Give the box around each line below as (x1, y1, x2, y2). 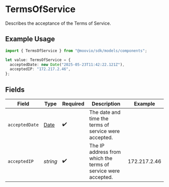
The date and (89, 108, 121, 115)
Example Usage (5, 35, 55, 43)
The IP (89, 142, 105, 149)
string (43, 158, 58, 165)
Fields (5, 85, 25, 94)
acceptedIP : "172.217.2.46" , (10, 67, 71, 72)
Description (92, 100, 121, 107)
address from (89, 148, 121, 155)
